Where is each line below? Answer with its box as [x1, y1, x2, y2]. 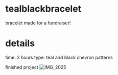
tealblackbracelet [5, 3, 82, 15]
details [5, 37, 35, 49]
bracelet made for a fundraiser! [5, 20, 71, 26]
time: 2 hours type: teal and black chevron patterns [5, 54, 113, 60]
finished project [5, 64, 38, 70]
